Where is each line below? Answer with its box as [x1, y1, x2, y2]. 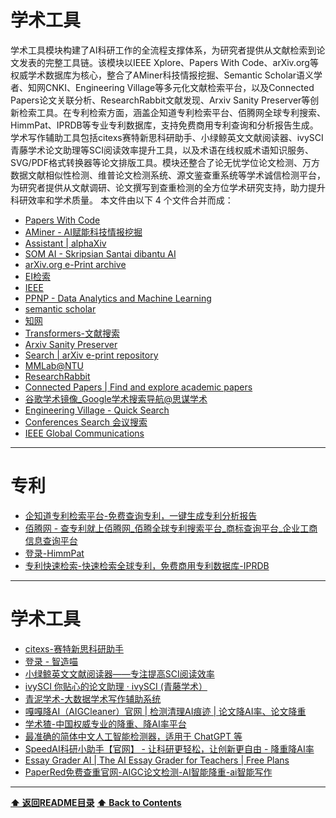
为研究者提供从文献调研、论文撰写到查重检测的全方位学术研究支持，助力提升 [10, 181, 326, 193]
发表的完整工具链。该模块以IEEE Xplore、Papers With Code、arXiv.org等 [18, 56, 319, 68]
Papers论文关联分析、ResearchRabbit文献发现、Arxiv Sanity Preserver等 [10, 94, 311, 106]
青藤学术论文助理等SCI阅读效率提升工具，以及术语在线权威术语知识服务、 [10, 144, 314, 156]
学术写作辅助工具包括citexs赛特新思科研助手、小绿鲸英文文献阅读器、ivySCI [10, 131, 324, 143]
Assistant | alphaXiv [24, 237, 107, 249]
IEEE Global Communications [24, 427, 145, 439]
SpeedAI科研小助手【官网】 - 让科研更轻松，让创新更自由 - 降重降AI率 [24, 742, 315, 755]
